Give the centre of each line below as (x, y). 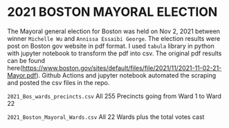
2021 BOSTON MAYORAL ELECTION (112, 12)
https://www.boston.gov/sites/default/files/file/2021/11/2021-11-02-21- (122, 68)
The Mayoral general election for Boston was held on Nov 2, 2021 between (113, 31)
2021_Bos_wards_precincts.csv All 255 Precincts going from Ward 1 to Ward (114, 96)
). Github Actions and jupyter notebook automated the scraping (126, 75)
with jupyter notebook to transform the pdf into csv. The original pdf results (114, 53)
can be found (26, 60)
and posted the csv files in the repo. (58, 82)
